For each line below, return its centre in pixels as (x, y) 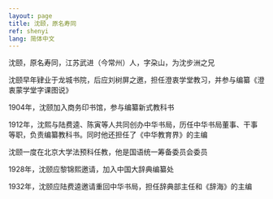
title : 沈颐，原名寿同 (43, 24)
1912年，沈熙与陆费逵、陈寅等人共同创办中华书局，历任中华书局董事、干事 (133, 125)
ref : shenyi (28, 31)
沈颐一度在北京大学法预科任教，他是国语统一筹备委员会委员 (108, 152)
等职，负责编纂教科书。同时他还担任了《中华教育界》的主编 (108, 135)
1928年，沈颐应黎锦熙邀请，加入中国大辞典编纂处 (91, 169)
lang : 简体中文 (32, 39)
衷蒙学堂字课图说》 (41, 90)
